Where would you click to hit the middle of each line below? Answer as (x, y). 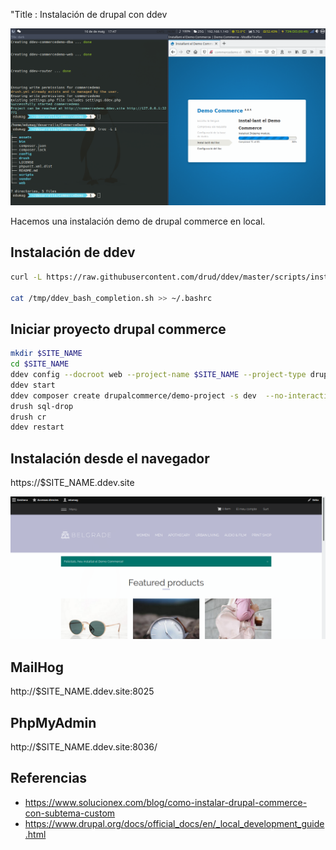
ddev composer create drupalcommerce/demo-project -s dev (133, 395)
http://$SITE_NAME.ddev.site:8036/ (84, 747)
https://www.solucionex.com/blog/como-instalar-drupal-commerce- (166, 802)
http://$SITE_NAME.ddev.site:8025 (82, 691)
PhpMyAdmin (53, 722)
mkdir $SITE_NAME (46, 354)
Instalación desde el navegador (110, 458)
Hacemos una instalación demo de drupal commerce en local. (138, 221)
